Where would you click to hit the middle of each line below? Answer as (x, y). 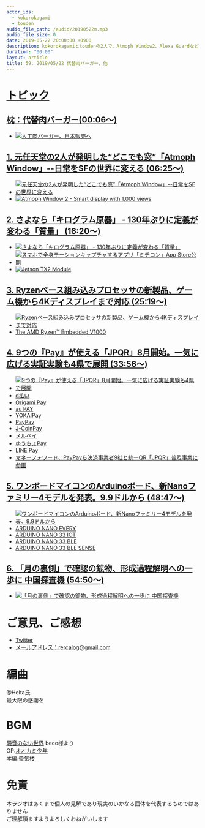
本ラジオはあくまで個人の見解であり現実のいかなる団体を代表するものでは (100, 804)
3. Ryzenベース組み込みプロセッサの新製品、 (91, 290)
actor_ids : (20, 12)
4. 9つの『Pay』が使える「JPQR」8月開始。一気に (102, 353)
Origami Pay (31, 402)
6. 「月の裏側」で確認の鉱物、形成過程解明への (95, 568)
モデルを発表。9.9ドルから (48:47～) (114, 498)
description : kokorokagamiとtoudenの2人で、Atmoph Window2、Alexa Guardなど (102, 47)
